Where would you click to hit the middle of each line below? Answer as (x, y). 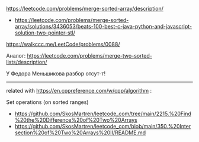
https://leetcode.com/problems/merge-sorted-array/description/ (85, 9)
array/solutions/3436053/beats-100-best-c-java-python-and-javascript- (103, 26)
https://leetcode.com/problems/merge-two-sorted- (90, 56)
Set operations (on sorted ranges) (47, 102)
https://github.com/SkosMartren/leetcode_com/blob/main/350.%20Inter (103, 126)
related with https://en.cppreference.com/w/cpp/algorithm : (79, 91)
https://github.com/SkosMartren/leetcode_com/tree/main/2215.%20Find (103, 113)
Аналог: (16, 56)
